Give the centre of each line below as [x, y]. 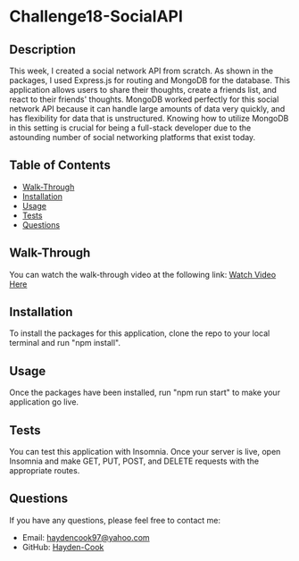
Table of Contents [60, 166]
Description [42, 50]
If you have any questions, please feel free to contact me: [115, 520]
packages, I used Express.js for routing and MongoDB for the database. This [150, 80]
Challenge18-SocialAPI [96, 17]
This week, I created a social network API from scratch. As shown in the [141, 71]
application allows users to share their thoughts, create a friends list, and [143, 90]
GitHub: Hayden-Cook [63, 547]
